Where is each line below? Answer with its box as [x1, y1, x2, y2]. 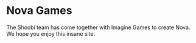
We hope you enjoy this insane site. [6, 30, 96, 37]
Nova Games [6, 4, 72, 18]
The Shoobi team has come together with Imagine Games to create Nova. [6, 24, 191, 31]
